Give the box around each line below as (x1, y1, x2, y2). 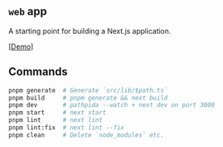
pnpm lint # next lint (8, 116, 103, 125)
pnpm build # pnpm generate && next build (8, 94, 168, 102)
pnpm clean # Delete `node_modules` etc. (8, 131, 164, 139)
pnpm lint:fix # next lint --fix (8, 124, 125, 132)
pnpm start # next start (8, 108, 107, 117)
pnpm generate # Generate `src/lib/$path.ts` (8, 86, 168, 94)
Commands (8, 65, 69, 79)
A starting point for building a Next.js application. (8, 26, 171, 35)
